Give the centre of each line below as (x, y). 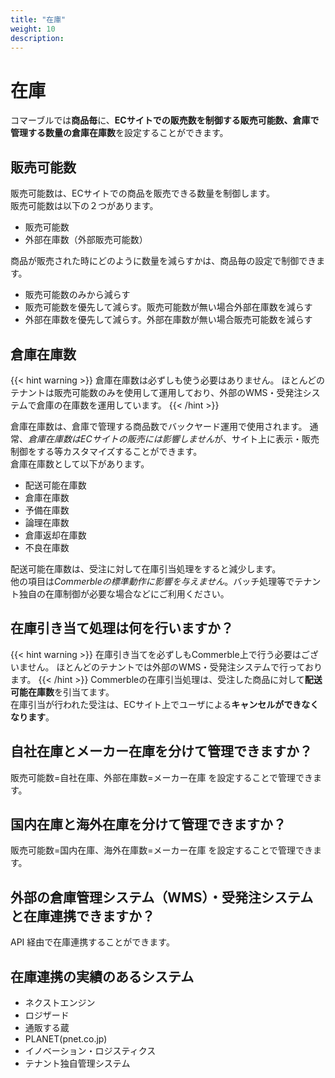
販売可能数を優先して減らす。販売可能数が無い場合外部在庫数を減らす (168, 307)
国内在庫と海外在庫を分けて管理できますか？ (148, 824)
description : (37, 38)
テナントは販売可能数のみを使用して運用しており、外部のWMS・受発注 (156, 392)
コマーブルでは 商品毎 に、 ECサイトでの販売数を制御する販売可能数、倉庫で (165, 120)
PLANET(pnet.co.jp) (66, 1039)
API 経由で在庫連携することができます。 (92, 942)
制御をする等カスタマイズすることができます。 (106, 451)
